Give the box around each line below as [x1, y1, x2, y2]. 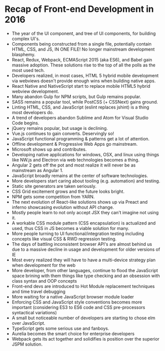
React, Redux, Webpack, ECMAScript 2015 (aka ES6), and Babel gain [11, 57, 153, 62]
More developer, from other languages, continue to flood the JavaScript [11, 267, 159, 273]
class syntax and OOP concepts [11, 278, 77, 284]
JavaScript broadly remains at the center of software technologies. [11, 173, 148, 178]
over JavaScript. [11, 320, 45, 326]
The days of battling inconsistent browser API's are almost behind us [11, 241, 152, 247]
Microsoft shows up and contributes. [11, 146, 87, 152]
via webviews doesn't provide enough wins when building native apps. [11, 78, 156, 84]
